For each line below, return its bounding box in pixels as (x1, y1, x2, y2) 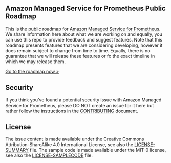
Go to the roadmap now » (5, 68, 59, 74)
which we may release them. (5, 58, 66, 65)
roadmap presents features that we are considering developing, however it (5, 42, 163, 48)
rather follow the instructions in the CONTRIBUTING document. (5, 108, 138, 114)
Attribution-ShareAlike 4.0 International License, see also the (5, 141, 134, 148)
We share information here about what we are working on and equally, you (5, 31, 162, 37)
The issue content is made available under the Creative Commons (5, 136, 144, 142)
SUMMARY (5, 147, 29, 153)
